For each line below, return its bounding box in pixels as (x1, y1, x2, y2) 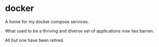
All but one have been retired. (5, 37, 65, 43)
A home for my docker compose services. (5, 19, 89, 24)
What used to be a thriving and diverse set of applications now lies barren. (5, 28, 154, 34)
